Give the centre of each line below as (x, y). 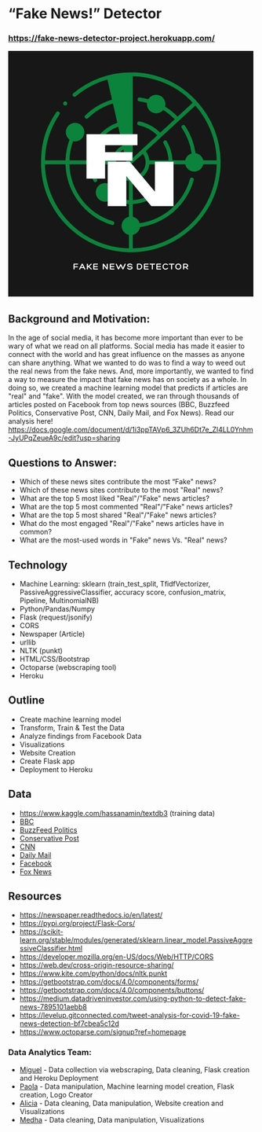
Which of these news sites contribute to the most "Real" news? (121, 490)
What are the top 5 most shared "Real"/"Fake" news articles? (118, 515)
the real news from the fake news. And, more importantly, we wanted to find (131, 371)
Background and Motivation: (79, 319)
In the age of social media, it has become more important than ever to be (126, 338)
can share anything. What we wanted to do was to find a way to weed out (127, 363)
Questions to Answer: (63, 463)
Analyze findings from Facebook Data (80, 736)
